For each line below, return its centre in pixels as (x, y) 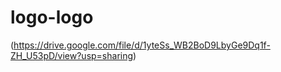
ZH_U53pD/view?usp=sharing (72, 55)
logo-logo (52, 17)
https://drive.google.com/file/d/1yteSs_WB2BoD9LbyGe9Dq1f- (142, 45)
